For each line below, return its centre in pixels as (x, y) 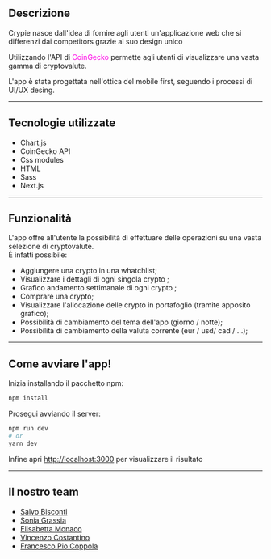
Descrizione (40, 13)
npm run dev (28, 429)
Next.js (32, 185)
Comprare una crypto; (57, 296)
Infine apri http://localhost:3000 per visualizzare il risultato (106, 459)
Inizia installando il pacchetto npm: (66, 383)
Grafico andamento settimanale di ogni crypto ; (98, 288)
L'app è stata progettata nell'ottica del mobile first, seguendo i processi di (130, 81)
